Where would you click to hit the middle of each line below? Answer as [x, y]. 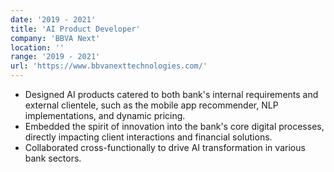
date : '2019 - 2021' [53, 19]
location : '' [37, 47]
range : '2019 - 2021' [55, 57]
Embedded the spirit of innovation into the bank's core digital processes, [174, 126]
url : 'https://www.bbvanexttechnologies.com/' [109, 66]
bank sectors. [53, 158]
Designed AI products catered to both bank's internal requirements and [171, 94]
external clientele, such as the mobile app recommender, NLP [151, 105]
